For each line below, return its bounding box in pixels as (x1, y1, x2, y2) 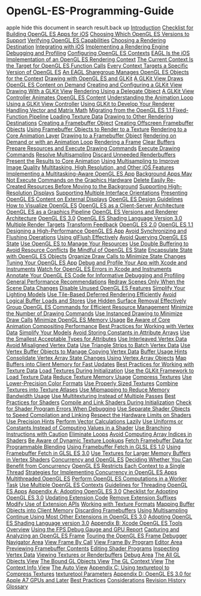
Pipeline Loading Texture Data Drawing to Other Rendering (29, 112, 173, 120)
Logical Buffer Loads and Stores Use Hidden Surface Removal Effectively (6, 297, 187, 304)
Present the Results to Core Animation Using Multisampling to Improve (6, 157, 179, 164)
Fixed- (172, 106, 189, 114)
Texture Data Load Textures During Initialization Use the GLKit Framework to (6, 366, 194, 374)
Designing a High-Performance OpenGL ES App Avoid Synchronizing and (6, 227, 187, 234)
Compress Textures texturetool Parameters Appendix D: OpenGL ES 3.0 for (6, 570, 191, 577)
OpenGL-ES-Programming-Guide (6, 4, 175, 18)
